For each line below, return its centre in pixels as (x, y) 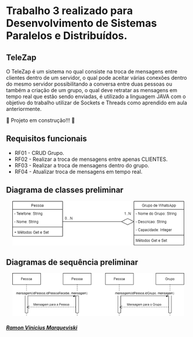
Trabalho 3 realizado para (70, 11)
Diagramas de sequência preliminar (72, 262)
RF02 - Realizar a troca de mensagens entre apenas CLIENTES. (91, 159)
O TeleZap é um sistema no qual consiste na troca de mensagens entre (92, 71)
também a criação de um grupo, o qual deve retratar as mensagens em (92, 90)
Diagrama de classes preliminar (65, 190)
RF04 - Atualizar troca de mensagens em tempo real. (78, 171)
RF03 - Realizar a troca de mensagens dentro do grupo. (82, 165)
